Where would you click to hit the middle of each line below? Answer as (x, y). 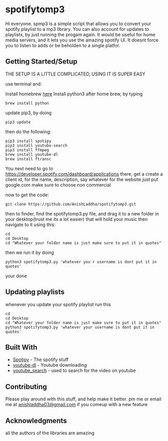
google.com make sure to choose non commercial (58, 185)
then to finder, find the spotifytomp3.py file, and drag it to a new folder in (82, 213)
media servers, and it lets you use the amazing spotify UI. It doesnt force (82, 40)
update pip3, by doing (28, 113)
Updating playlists (35, 292)
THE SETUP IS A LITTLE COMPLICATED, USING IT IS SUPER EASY (76, 74)
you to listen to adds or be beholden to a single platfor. (63, 45)
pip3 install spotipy (28, 141)
